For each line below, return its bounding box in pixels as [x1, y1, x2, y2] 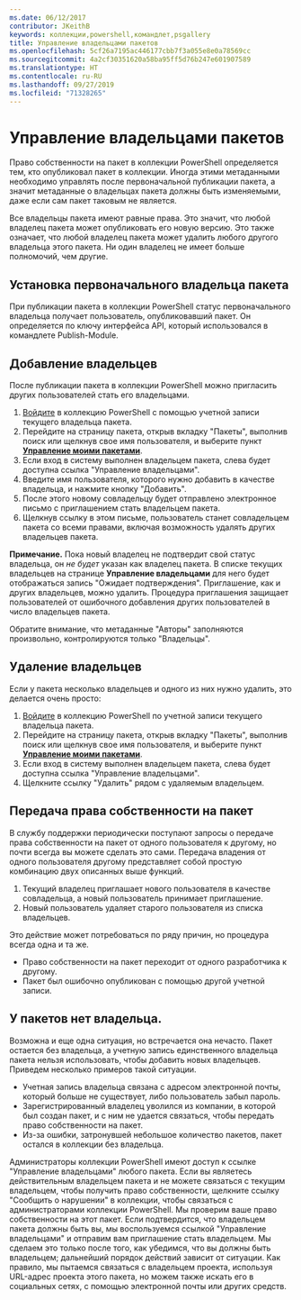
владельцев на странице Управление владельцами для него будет [9, 568, 270, 579]
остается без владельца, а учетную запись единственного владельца [9, 1044, 279, 1055]
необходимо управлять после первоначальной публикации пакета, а [9, 177, 276, 187]
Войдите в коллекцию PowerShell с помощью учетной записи [22, 407, 260, 418]
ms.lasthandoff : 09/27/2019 [9, 80, 115, 89]
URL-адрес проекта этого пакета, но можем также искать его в [9, 1271, 254, 1282]
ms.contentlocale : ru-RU [9, 72, 102, 81]
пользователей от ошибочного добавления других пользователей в [9, 596, 270, 608]
